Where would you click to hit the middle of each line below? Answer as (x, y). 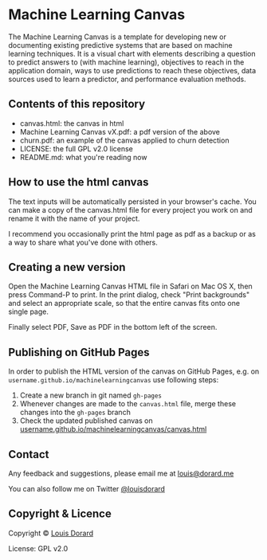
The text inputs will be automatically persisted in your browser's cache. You (132, 202)
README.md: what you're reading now (83, 157)
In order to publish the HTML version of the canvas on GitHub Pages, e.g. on (134, 371)
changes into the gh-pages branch (75, 413)
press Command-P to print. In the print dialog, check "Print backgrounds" (129, 295)
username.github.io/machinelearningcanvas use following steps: (114, 380)
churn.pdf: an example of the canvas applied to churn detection (124, 140)
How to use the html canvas (79, 182)
